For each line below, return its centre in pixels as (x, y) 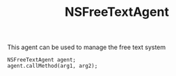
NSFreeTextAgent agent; (42, 60)
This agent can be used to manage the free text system (87, 47)
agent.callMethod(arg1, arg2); (53, 66)
